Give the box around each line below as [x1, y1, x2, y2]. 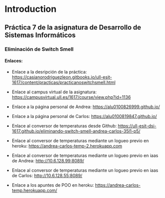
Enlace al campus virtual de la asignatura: [11, 89, 97, 95]
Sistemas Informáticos [4, 31, 76, 39]
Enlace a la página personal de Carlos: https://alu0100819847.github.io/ [11, 113, 157, 119]
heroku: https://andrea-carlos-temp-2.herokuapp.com [11, 143, 123, 149]
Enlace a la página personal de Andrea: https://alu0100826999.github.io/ [11, 104, 160, 110]
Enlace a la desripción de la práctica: [11, 69, 87, 75]
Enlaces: [4, 58, 23, 64]
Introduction [4, 3, 57, 15]
